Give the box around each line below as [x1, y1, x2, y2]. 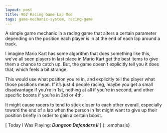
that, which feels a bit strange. [5, 66, 68, 72]
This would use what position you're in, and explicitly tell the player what [5, 76, 155, 82]
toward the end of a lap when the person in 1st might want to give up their [5, 107, 157, 113]
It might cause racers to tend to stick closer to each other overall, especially [5, 102, 162, 108]
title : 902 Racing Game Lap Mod [5, 12, 73, 17]
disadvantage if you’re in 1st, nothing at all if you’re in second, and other [5, 87, 154, 93]
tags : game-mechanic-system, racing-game [5, 16, 93, 21]
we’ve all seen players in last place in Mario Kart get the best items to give [5, 56, 158, 62]
